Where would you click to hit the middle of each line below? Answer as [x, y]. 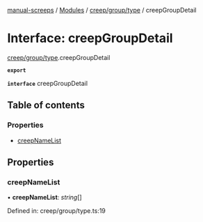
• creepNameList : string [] [44, 198]
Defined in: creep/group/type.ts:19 [57, 211]
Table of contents [46, 105]
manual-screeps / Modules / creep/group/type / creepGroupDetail [102, 10]
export [17, 70]
